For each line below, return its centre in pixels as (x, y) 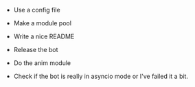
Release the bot (36, 50)
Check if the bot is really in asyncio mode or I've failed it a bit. (101, 76)
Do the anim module (42, 63)
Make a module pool (43, 23)
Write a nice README (44, 36)
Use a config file (37, 10)
